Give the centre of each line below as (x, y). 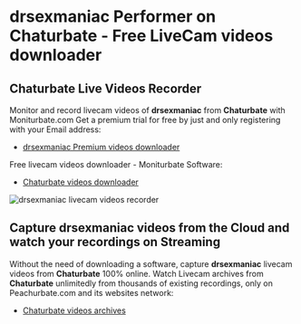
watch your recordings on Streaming (115, 242)
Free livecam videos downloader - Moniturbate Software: (116, 164)
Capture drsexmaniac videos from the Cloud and (150, 228)
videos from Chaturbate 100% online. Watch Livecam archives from (137, 273)
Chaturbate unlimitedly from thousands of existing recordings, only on (141, 283)
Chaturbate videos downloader (80, 182)
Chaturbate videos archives (74, 310)
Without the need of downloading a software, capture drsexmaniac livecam (151, 263)
